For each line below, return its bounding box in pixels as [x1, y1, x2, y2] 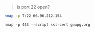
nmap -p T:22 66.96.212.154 [4, 14, 62, 18]
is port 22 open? [16, 4, 50, 10]
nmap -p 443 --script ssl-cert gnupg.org [4, 22, 91, 27]
